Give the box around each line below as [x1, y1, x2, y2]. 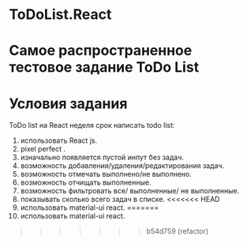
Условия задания [9, 95, 128, 112]
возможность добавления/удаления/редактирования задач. [20, 161, 225, 170]
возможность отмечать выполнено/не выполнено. [20, 170, 193, 179]
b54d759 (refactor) [146, 226, 209, 236]
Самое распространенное [9, 42, 193, 60]
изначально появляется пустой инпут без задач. [20, 152, 184, 163]
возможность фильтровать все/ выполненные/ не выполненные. [20, 186, 240, 196]
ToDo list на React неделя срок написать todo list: [9, 121, 175, 130]
